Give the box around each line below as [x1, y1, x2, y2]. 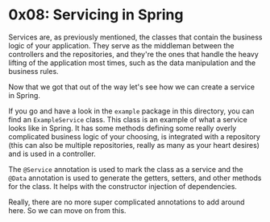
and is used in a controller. [8, 149, 97, 158]
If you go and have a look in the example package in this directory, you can [8, 106, 255, 116]
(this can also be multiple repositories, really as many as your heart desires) [8, 140, 260, 150]
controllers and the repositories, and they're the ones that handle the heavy [8, 49, 260, 59]
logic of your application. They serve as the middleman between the [8, 40, 235, 50]
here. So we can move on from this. [8, 205, 127, 215]
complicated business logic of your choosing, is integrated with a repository [8, 131, 260, 142]
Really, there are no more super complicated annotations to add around [8, 197, 245, 207]
